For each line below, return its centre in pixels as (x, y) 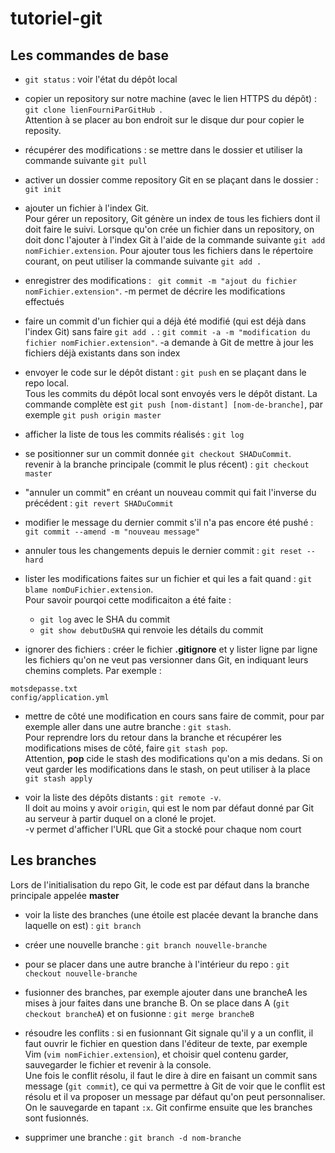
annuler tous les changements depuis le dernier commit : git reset (163, 550)
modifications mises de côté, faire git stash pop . (126, 748)
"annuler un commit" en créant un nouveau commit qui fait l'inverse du (170, 492)
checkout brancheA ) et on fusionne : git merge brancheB (139, 1013)
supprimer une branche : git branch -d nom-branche (133, 1137)
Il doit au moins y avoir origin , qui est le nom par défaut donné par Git (169, 808)
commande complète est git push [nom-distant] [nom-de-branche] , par (173, 404)
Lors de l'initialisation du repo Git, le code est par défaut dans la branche (160, 884)
